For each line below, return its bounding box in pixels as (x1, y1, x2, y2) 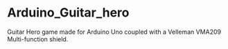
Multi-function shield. (7, 35, 69, 43)
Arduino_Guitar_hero (7, 5, 130, 21)
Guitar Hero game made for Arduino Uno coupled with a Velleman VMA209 (7, 28, 222, 36)
